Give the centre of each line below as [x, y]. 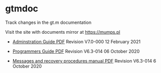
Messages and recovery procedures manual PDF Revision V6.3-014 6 [84, 61]
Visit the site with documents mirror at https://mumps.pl [63, 32]
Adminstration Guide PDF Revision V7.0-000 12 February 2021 [76, 41]
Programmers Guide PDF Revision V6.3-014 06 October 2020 [76, 51]
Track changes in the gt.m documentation [48, 22]
